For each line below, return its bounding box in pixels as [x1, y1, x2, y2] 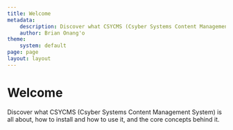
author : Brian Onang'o [19, 29, 85, 37]
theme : [7, 36, 26, 43]
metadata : [7, 17, 36, 24]
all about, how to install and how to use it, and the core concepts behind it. [7, 115, 220, 123]
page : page [7, 49, 39, 56]
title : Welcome [7, 10, 51, 17]
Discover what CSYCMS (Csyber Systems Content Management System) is [7, 108, 222, 116]
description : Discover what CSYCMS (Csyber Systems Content [19, 23, 197, 30]
